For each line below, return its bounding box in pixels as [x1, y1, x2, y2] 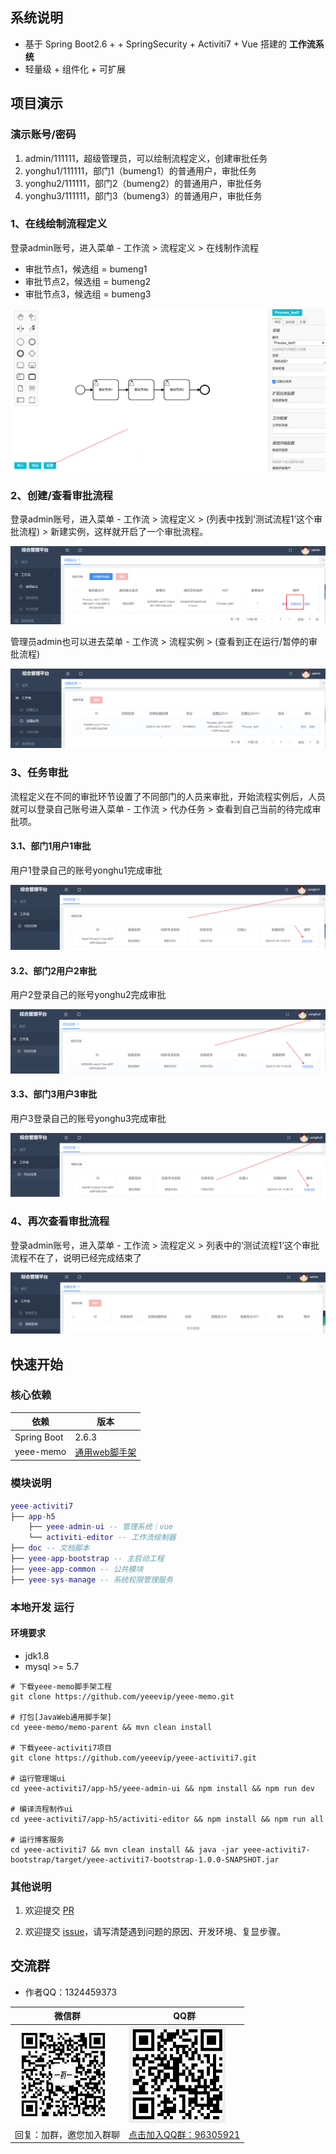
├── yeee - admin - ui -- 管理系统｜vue [28, 1522, 173, 1532]
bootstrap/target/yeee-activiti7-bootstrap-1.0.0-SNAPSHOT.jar [10, 1854, 280, 1865]
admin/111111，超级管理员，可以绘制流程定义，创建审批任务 [24, 152, 268, 164]
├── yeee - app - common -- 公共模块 [10, 1564, 144, 1574]
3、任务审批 [10, 766, 69, 780]
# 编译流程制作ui [10, 1804, 73, 1814]
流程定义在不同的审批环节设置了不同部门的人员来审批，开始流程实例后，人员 [10, 790, 326, 802]
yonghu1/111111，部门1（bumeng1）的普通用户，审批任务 [24, 164, 257, 177]
